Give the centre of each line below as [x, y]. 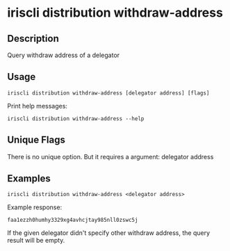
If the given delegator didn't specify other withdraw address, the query [109, 233]
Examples [29, 179]
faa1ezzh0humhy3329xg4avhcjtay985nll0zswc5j [73, 220]
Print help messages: [38, 106]
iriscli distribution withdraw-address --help [76, 119]
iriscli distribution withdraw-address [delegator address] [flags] [108, 93]
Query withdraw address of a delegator [64, 55]
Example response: [35, 207]
